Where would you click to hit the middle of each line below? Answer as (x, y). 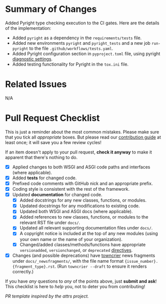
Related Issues (36, 84)
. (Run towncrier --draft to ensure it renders (101, 266)
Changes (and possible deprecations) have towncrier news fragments (83, 255)
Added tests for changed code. (44, 178)
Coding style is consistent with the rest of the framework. (71, 189)
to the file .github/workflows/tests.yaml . (71, 48)
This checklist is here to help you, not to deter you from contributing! (75, 286)
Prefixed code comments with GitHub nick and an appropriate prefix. (83, 183)
